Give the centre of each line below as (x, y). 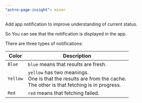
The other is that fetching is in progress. (74, 84)
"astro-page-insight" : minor (35, 10)
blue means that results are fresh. (67, 64)
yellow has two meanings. (58, 72)
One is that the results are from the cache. (77, 78)
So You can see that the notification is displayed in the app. (66, 33)
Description (77, 55)
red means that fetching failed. (64, 93)
